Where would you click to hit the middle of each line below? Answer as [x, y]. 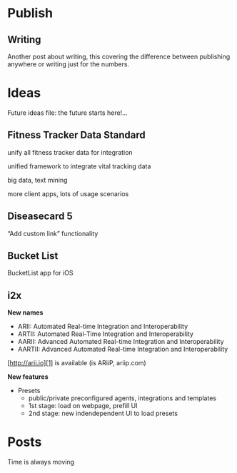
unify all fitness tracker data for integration [70, 152]
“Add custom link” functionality [53, 233]
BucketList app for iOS [40, 273]
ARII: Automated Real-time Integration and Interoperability [103, 327]
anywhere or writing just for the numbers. [69, 64]
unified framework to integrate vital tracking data [79, 166]
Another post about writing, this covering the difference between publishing [119, 56]
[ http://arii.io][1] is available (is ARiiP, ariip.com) [77, 363]
